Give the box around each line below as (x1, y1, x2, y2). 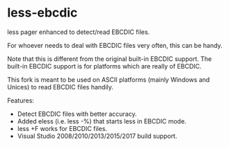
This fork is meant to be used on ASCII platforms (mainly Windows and (7, 75, 210, 84)
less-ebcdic (7, 5, 78, 21)
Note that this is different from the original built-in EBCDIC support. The (7, 54, 212, 63)
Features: (7, 96, 35, 105)
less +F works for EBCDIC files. (17, 124, 108, 132)
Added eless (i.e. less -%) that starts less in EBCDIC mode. (17, 116, 187, 126)
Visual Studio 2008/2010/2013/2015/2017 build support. (17, 132, 177, 140)
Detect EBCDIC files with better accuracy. (17, 110, 137, 118)
